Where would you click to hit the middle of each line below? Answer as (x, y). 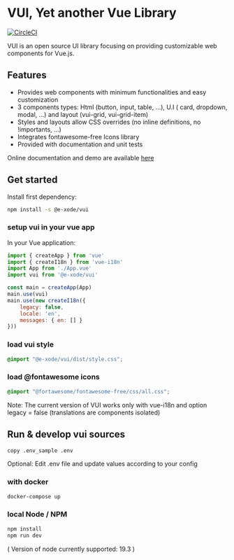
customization (38, 99)
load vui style (31, 344)
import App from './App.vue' (50, 268)
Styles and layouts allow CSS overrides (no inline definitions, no (109, 122)
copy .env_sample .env (40, 450)
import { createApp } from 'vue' (56, 255)
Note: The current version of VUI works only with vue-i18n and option (107, 405)
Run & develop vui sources (66, 434)
